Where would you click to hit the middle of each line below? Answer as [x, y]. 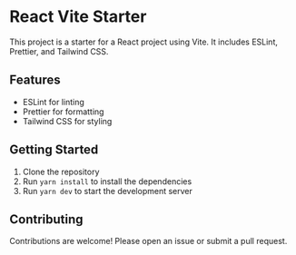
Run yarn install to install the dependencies [107, 181]
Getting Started [54, 150]
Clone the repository [61, 172]
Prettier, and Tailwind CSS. [59, 51]
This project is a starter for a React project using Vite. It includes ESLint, [144, 42]
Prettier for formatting [63, 112]
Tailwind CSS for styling [67, 121]
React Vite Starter [78, 17]
